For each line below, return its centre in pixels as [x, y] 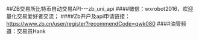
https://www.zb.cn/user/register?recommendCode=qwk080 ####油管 [94, 24]
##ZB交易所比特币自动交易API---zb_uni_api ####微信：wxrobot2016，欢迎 [100, 9]
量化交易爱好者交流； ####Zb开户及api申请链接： [68, 16]
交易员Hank [31, 31]
